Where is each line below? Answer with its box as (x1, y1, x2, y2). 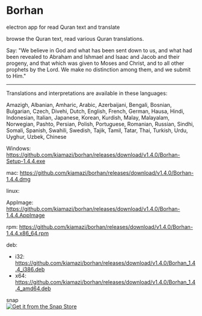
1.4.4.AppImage (6, 211, 45, 219)
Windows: (6, 145, 31, 152)
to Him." (6, 72, 26, 79)
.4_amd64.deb (14, 285, 51, 292)
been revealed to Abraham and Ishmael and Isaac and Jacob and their (6, 53, 180, 60)
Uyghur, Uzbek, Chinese (6, 133, 67, 140)
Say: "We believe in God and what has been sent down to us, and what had (6, 46, 192, 54)
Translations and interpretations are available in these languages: (6, 90, 168, 97)
